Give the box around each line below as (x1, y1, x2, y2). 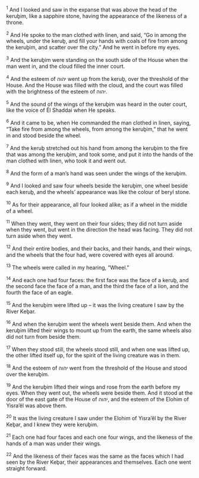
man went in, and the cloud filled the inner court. (6, 63, 125, 70)
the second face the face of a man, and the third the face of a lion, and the (6, 283, 188, 290)
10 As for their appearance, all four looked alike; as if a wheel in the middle (6, 199, 188, 208)
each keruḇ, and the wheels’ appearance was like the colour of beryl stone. (6, 188, 191, 195)
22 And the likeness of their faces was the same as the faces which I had (6, 451, 184, 460)
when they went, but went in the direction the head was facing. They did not (6, 226, 192, 233)
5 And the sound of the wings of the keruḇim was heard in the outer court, (6, 99, 187, 108)
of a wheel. (6, 207, 34, 214)
